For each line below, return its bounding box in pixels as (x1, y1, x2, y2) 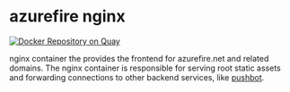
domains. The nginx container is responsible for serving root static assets (9, 63, 281, 73)
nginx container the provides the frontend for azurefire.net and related (9, 53, 269, 63)
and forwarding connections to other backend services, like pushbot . (9, 71, 265, 82)
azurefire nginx (9, 6, 126, 27)
